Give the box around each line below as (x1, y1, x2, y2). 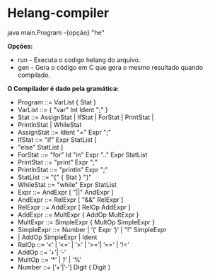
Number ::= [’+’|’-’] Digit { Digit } (17, 262, 111, 271)
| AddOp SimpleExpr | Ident (17, 233, 98, 241)
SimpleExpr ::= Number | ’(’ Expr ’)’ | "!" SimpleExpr (17, 225, 168, 234)
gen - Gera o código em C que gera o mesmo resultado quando (17, 63, 204, 71)
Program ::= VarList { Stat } (17, 97, 97, 107)
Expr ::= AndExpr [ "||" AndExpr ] (17, 188, 115, 196)
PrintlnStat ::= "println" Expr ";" (17, 165, 108, 174)
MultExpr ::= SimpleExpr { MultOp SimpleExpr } (17, 217, 156, 226)
